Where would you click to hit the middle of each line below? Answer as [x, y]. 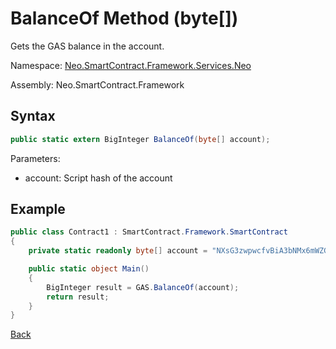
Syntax [33, 116]
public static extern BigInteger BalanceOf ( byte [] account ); [140, 139]
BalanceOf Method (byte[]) [124, 18]
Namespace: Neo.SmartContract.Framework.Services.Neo [131, 65]
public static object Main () [89, 269]
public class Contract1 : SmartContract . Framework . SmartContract [149, 232]
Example [38, 209]
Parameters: [35, 158]
